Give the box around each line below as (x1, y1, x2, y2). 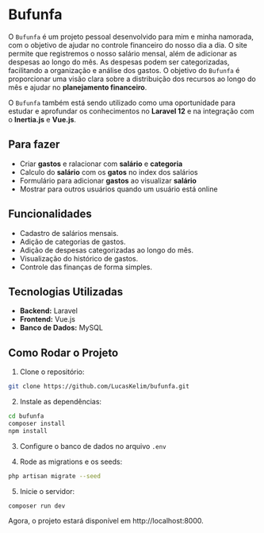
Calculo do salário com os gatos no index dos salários (19, 167, 198, 176)
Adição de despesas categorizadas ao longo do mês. (19, 245, 194, 255)
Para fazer (8, 137, 60, 152)
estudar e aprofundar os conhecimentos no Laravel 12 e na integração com (8, 106, 255, 116)
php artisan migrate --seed (8, 472, 101, 480)
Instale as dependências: (19, 397, 101, 407)
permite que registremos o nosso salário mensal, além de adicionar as (8, 48, 238, 58)
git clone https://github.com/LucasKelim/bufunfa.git (8, 383, 190, 391)
